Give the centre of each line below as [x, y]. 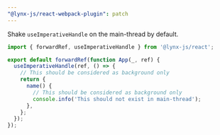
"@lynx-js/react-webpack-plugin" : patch [68, 14]
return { [33, 80]
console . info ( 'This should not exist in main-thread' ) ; [117, 99]
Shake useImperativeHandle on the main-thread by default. [93, 34]
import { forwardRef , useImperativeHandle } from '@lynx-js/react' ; [111, 47]
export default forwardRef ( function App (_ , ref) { [84, 60]
